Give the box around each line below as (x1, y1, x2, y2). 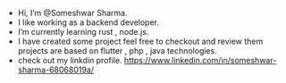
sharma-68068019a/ (17, 64, 95, 75)
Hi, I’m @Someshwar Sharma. (17, 8, 128, 18)
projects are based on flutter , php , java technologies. (17, 46, 217, 56)
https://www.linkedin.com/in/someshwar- (123, 55, 277, 65)
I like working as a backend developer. (17, 17, 159, 28)
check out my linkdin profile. (17, 55, 122, 65)
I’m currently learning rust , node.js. (17, 27, 149, 37)
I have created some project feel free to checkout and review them (17, 36, 264, 46)
